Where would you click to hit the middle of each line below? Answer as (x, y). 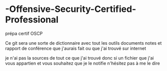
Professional (32, 20)
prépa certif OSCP (24, 33)
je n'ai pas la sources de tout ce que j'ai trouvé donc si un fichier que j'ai (80, 58)
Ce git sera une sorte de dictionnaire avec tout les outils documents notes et (83, 43)
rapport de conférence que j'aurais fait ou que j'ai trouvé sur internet (76, 48)
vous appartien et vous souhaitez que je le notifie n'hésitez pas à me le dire (83, 63)
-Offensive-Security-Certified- (71, 9)
